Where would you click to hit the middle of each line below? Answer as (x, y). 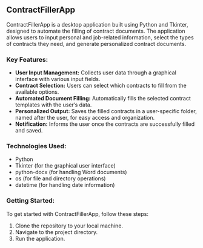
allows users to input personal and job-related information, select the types (100, 37)
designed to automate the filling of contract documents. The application (96, 31)
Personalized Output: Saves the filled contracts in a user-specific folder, (106, 111)
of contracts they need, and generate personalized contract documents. (96, 44)
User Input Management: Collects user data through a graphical (96, 73)
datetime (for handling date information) (65, 185)
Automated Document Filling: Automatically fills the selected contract (103, 99)
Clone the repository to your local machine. (69, 226)
